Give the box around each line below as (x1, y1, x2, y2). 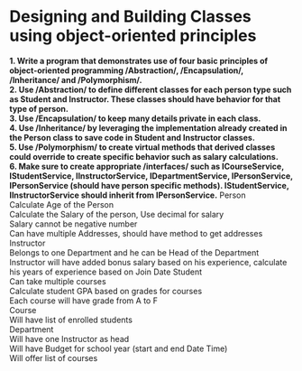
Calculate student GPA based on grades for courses (9, 285, 203, 296)
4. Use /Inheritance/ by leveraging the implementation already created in (9, 122, 288, 133)
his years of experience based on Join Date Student (9, 266, 203, 277)
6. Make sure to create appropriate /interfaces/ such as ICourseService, (9, 161, 284, 172)
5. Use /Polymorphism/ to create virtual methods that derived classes (9, 142, 276, 153)
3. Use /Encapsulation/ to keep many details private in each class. (9, 113, 261, 124)
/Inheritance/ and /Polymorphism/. (9, 74, 142, 85)
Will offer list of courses (9, 352, 98, 363)
